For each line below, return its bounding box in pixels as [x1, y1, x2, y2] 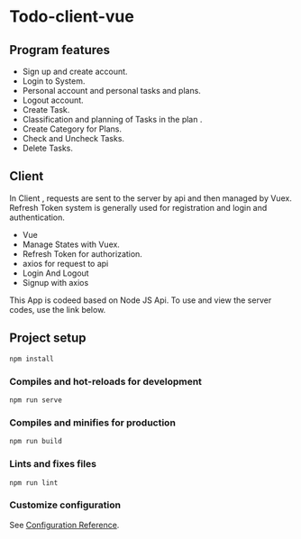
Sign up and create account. [22, 66, 128, 77]
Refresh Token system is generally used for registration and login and [9, 202, 268, 213]
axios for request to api [22, 258, 109, 269]
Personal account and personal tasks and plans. [22, 86, 201, 96]
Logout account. [22, 95, 84, 105]
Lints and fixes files [9, 458, 97, 470]
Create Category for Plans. [22, 123, 122, 134]
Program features [9, 42, 111, 58]
